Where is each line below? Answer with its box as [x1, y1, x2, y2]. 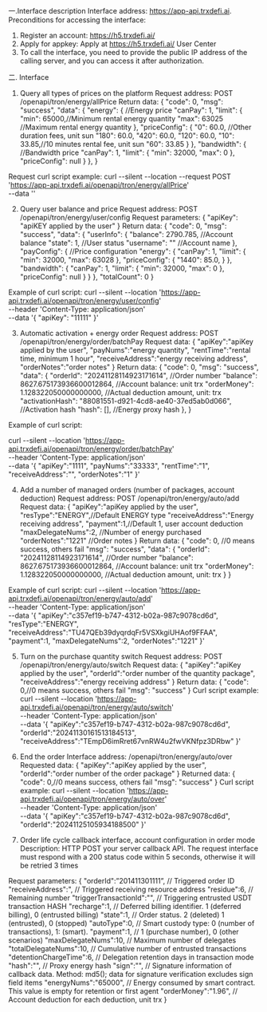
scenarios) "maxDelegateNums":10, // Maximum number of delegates [8, 935, 237, 945]
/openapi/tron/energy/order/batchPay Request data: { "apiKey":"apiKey [19, 337, 253, 346]
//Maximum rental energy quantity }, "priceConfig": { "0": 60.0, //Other [19, 122, 252, 132]
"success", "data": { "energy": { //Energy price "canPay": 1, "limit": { [19, 105, 243, 115]
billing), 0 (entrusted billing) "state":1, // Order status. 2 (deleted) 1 [8, 910, 225, 919]
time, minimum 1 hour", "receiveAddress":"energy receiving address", [19, 354, 249, 363]
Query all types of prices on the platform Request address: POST [19, 89, 234, 97]
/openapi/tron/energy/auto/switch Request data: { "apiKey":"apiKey [19, 660, 241, 670]
